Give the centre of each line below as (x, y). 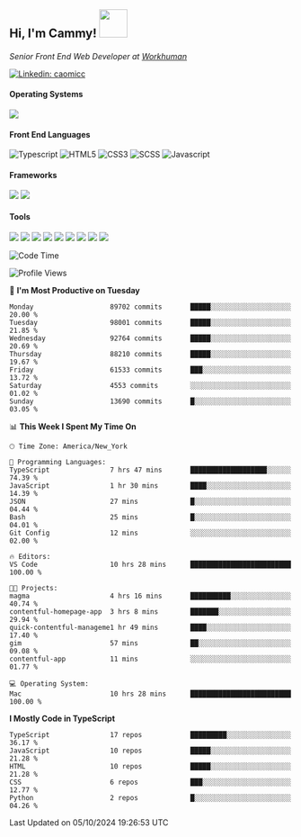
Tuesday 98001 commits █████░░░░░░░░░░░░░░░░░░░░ (150, 322)
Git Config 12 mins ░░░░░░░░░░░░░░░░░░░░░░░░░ (150, 533)
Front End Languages (50, 134)
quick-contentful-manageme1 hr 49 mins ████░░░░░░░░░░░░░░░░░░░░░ (150, 627)
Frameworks (33, 175)
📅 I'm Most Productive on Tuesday (75, 290)
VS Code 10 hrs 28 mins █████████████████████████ (150, 564)
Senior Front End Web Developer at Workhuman (98, 56)
